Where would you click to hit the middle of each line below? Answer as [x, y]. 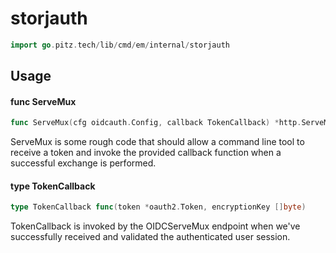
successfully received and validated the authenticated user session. [150, 237]
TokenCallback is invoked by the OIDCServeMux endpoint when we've [155, 226]
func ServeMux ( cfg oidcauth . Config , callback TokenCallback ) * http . [156, 123]
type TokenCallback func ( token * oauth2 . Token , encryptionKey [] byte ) [158, 207]
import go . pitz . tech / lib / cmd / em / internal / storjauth [120, 45]
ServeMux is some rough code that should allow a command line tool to [157, 142]
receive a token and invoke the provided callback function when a [146, 153]
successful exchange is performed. [83, 163]
